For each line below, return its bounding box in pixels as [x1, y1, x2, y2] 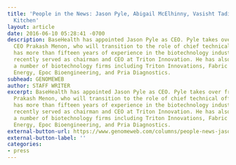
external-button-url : [7, 128, 71, 135]
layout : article [7, 23, 55, 30]
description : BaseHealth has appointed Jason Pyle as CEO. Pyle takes [7, 37, 218, 44]
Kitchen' [13, 17, 39, 24]
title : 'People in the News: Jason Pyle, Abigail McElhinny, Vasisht [7, 10, 216, 18]
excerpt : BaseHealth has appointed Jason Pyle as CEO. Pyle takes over [7, 88, 221, 95]
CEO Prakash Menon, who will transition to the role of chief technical [13, 43, 231, 50]
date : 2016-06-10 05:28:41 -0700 [7, 29, 105, 37]
